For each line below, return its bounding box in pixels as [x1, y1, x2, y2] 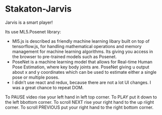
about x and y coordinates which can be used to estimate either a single [12, 69, 157, 75]
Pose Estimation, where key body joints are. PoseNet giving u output [12, 64, 149, 70]
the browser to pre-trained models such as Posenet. [12, 53, 117, 59]
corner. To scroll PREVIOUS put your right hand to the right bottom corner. [5, 104, 154, 110]
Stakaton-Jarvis [5, 3, 72, 15]
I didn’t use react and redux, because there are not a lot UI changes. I [12, 79, 151, 85]
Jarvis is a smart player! [5, 19, 53, 25]
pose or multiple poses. [12, 74, 59, 80]
